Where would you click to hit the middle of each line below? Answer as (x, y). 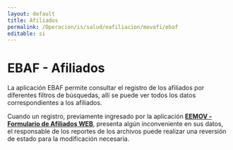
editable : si (26, 33)
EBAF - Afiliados (56, 68)
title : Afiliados (33, 20)
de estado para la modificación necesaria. (68, 139)
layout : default (31, 14)
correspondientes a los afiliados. (55, 103)
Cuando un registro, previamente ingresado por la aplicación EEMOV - (110, 116)
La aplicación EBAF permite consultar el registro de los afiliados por (106, 88)
